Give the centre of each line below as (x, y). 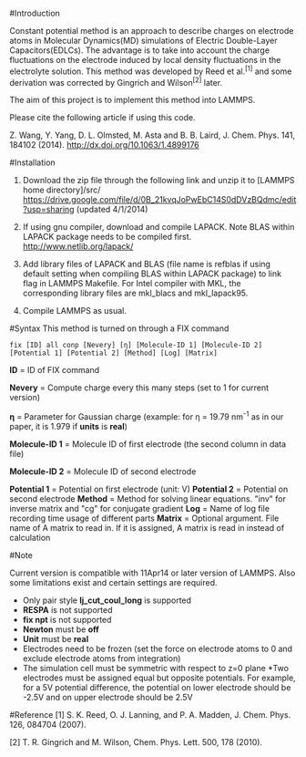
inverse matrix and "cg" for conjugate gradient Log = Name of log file (140, 508)
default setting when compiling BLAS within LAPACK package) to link (152, 274)
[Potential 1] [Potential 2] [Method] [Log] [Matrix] (114, 353)
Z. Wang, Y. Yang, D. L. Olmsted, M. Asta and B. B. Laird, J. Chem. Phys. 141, (153, 135)
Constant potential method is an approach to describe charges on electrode (152, 31)
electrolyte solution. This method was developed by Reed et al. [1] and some (151, 70)
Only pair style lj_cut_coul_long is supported (107, 600)
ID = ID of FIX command (55, 370)
